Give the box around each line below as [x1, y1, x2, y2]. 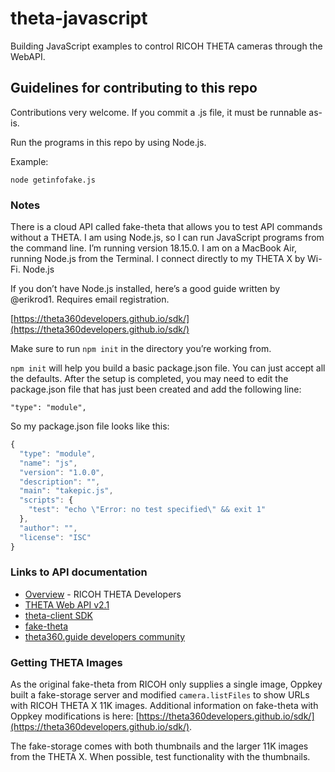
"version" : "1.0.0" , [19, 467, 105, 477]
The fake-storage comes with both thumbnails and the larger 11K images [10, 740, 309, 752]
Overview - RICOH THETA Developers [24, 588, 182, 600]
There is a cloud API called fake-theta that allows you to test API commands [10, 221, 323, 233]
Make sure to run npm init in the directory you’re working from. [10, 343, 272, 355]
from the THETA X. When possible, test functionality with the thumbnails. [10, 751, 311, 763]
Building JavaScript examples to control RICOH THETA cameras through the [10, 40, 323, 52]
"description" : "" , [19, 477, 101, 487]
